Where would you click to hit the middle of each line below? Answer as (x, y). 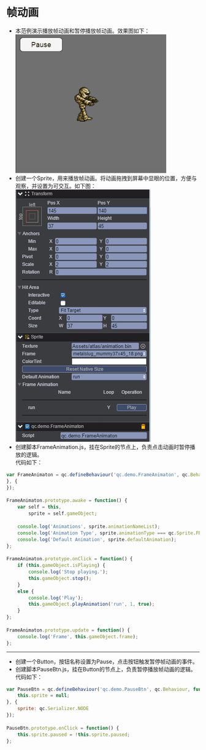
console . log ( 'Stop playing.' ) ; (68, 572)
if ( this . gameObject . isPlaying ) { (61, 566)
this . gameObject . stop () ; (60, 578)
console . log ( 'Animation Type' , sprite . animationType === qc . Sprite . (107, 533)
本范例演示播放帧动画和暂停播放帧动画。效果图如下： (82, 31)
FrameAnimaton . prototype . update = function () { (68, 630)
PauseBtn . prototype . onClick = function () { (63, 728)
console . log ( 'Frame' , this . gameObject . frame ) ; (78, 636)
